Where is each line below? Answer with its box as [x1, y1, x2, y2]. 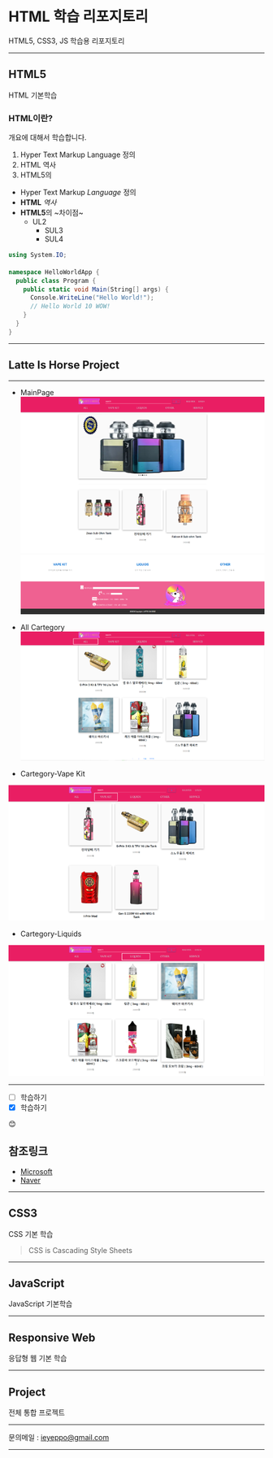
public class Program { [15, 276, 96, 285]
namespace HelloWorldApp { [8, 268, 100, 276]
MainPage [19, 387, 54, 397]
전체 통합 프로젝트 [8, 1408, 65, 1417]
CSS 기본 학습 [8, 1229, 54, 1238]
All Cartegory [19, 623, 65, 633]
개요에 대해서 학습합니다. [8, 133, 87, 142]
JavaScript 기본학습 [8, 1299, 73, 1309]
